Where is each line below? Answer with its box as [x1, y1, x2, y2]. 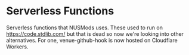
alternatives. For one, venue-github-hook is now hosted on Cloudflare [6, 36, 178, 44]
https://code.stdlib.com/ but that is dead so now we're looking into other [6, 30, 184, 37]
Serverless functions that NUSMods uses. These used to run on [6, 24, 163, 31]
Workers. [6, 43, 29, 50]
